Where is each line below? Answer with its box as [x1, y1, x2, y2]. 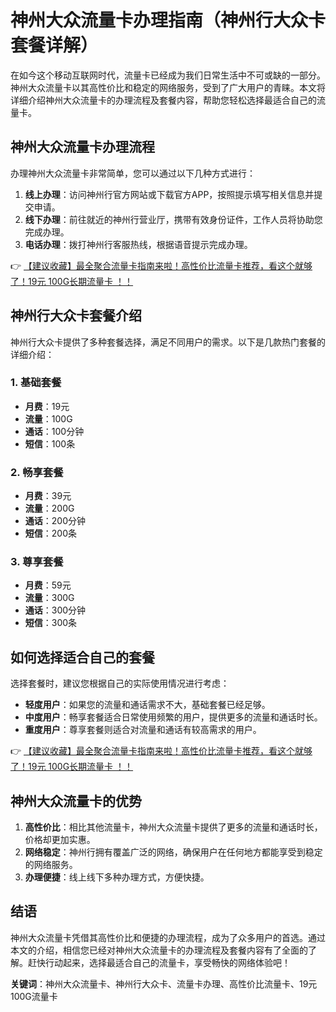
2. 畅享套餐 [10, 465, 64, 479]
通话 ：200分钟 [24, 515, 86, 527]
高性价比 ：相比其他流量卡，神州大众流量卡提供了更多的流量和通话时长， [24, 821, 323, 833]
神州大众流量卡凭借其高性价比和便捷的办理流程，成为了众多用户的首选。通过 [10, 931, 326, 943]
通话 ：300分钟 [24, 604, 87, 616]
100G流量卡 [10, 990, 58, 1002]
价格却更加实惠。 [24, 834, 96, 846]
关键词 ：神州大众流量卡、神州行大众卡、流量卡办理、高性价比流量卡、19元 [10, 977, 318, 990]
